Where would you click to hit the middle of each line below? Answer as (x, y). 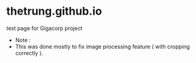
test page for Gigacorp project (44, 28)
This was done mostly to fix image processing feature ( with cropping (103, 46)
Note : (23, 40)
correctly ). (29, 53)
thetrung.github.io (54, 11)
